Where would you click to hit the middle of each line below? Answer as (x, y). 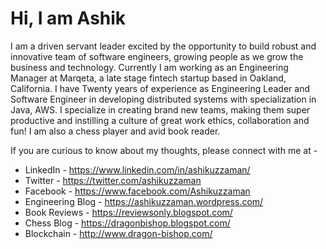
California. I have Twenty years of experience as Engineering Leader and (160, 88)
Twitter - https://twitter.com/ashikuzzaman (113, 180)
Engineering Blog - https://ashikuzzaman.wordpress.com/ (144, 201)
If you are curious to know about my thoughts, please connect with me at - (164, 150)
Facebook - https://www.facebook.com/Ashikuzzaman (137, 191)
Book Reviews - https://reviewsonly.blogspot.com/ (128, 212)
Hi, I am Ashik (68, 18)
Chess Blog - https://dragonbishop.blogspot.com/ (127, 223)
